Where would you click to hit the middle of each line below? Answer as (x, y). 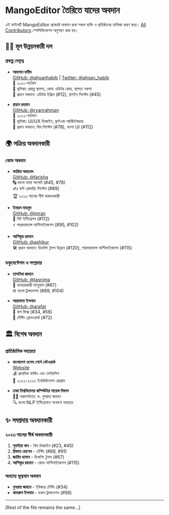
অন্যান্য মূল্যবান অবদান (23, 476)
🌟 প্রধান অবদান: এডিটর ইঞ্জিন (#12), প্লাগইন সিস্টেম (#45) (57, 94)
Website (21, 368)
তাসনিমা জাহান (23, 274)
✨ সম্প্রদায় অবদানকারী (29, 420)
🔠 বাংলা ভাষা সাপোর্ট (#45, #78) (39, 183)
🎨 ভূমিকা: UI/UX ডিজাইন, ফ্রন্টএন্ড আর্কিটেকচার (48, 121)
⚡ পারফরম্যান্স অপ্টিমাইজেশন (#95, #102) (46, 225)
